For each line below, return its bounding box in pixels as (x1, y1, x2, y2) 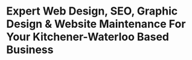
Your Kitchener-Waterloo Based (6, 30, 170, 44)
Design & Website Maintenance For (6, 17, 186, 31)
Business (6, 43, 54, 57)
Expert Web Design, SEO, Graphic (6, 4, 178, 18)
